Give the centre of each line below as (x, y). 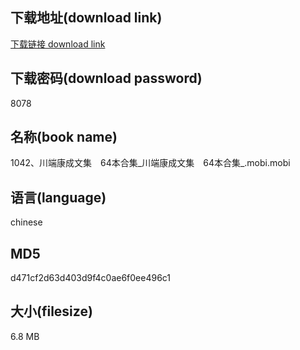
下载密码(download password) (106, 78)
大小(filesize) (51, 311)
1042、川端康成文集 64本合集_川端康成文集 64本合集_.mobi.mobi (150, 163)
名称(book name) (64, 137)
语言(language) (58, 197)
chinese (26, 222)
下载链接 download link (58, 44)
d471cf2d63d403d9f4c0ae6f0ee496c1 (91, 278)
